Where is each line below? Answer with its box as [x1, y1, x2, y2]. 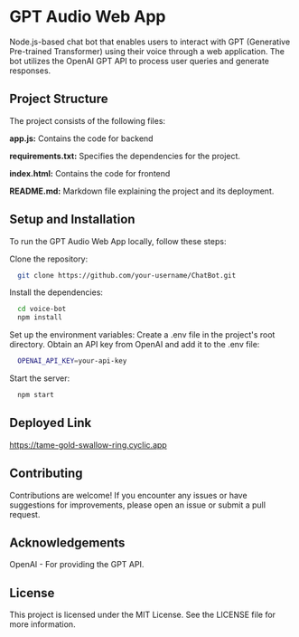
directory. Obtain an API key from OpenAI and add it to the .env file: [9, 339, 260, 350]
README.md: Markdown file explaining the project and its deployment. [9, 185, 275, 196]
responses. [9, 65, 51, 76]
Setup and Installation [9, 212, 135, 227]
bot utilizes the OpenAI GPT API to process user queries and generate [9, 55, 269, 66]
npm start [17, 391, 54, 400]
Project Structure [9, 91, 108, 107]
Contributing [9, 466, 83, 481]
